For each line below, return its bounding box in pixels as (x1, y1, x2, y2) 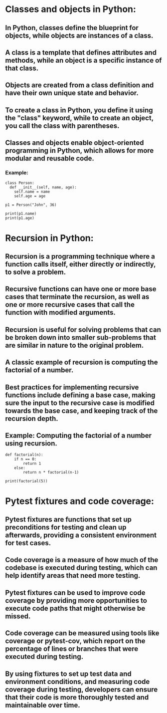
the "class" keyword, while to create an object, (5, 114, 154, 122)
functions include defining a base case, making (5, 391, 156, 399)
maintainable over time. (5, 700, 81, 709)
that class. (5, 64, 39, 72)
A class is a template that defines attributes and (5, 48, 157, 57)
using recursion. (5, 439, 57, 447)
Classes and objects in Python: (5, 4, 136, 15)
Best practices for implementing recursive (5, 383, 139, 391)
